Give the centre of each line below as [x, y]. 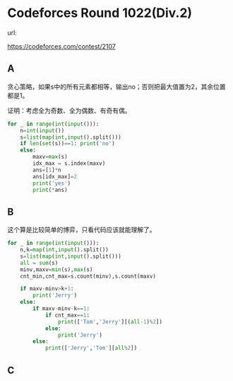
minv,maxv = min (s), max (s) [56, 269]
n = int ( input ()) [42, 130]
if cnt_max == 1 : [67, 315]
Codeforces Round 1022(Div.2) [100, 13]
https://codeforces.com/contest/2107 [62, 46]
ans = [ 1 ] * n [47, 170]
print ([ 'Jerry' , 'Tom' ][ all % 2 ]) [91, 348]
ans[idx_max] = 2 [55, 176]
